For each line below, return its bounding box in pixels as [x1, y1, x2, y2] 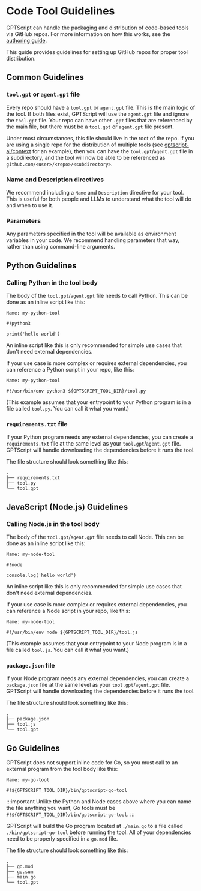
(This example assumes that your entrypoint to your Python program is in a [6, 398, 191, 406]
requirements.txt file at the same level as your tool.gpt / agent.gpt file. [6, 440, 181, 447]
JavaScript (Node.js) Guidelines [6, 501, 128, 512]
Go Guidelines [6, 743, 60, 753]
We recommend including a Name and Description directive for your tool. [6, 189, 184, 196]
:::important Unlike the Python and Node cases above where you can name [6, 798, 192, 805]
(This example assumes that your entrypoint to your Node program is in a [6, 639, 187, 647]
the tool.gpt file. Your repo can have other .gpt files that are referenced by [6, 116, 193, 124]
